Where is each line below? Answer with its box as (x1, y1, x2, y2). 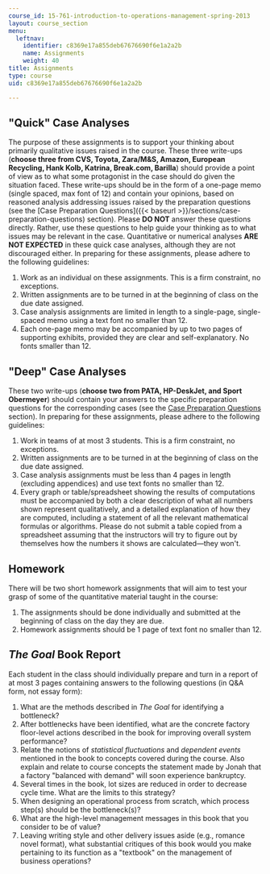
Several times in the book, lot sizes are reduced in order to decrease (19, 779, 247, 789)
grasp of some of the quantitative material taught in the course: (8, 591, 218, 601)
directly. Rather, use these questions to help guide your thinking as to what (8, 223, 256, 233)
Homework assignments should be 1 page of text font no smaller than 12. (19, 624, 262, 634)
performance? (19, 736, 68, 746)
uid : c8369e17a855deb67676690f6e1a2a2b (8, 79, 143, 87)
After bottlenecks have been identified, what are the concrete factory (19, 719, 250, 729)
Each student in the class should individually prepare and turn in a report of (8, 669, 259, 679)
